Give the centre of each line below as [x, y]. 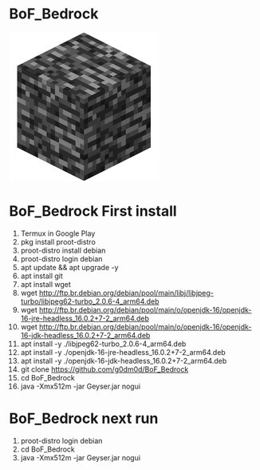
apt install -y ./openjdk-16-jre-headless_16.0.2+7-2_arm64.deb [123, 352]
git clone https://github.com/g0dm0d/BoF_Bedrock [104, 369]
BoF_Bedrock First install [93, 211]
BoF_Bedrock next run [84, 418]
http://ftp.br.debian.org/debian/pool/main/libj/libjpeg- [127, 293]
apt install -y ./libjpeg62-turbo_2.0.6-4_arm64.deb [103, 344]
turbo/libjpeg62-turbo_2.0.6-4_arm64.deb [90, 301]
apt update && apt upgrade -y [69, 267]
